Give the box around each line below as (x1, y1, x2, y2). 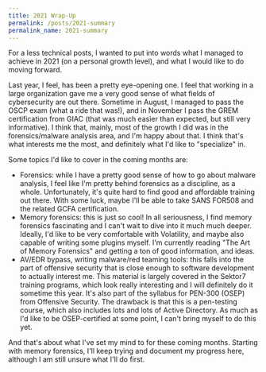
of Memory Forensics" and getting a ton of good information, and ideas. (19, 246, 256, 256)
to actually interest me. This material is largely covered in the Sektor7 (19, 272, 246, 281)
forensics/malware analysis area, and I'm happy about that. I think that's (8, 131, 244, 141)
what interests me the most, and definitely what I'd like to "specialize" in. (8, 140, 246, 149)
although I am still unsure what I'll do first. (8, 355, 145, 364)
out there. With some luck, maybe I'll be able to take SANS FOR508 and (19, 196, 254, 205)
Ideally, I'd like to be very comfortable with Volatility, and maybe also (19, 230, 245, 239)
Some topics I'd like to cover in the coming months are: (8, 155, 188, 165)
